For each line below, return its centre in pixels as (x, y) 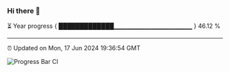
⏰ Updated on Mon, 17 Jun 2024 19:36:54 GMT (74, 48)
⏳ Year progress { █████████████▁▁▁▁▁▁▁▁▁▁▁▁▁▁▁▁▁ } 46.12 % (114, 26)
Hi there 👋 (24, 11)
